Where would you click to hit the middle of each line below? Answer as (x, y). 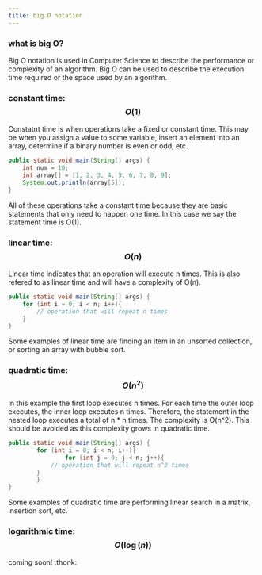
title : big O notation (46, 15)
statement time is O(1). (45, 222)
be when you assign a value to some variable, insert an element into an (124, 138)
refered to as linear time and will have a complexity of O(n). (105, 282)
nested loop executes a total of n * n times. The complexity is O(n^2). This (129, 420)
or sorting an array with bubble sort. (67, 350)
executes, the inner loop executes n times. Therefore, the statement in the (129, 412)
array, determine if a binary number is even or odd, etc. (98, 146)
